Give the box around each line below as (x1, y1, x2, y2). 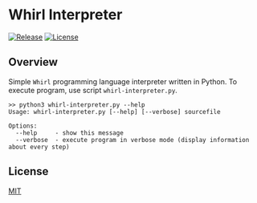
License (8, 164, 49, 178)
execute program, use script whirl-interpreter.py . (8, 85, 178, 95)
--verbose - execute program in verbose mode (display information (15, 136, 250, 144)
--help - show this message (15, 128, 124, 137)
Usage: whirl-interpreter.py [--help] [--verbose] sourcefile (8, 108, 221, 116)
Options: (8, 122, 38, 130)
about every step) (8, 143, 70, 151)
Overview (8, 55, 59, 69)
